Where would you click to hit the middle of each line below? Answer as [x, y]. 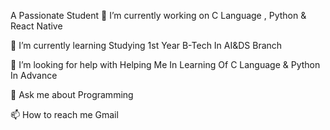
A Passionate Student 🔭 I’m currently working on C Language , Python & [158, 15]
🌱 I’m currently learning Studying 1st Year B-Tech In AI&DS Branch [146, 45]
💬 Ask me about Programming [72, 94]
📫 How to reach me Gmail [64, 114]
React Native [36, 26]
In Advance [34, 75]
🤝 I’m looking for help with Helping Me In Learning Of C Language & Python [165, 64]
